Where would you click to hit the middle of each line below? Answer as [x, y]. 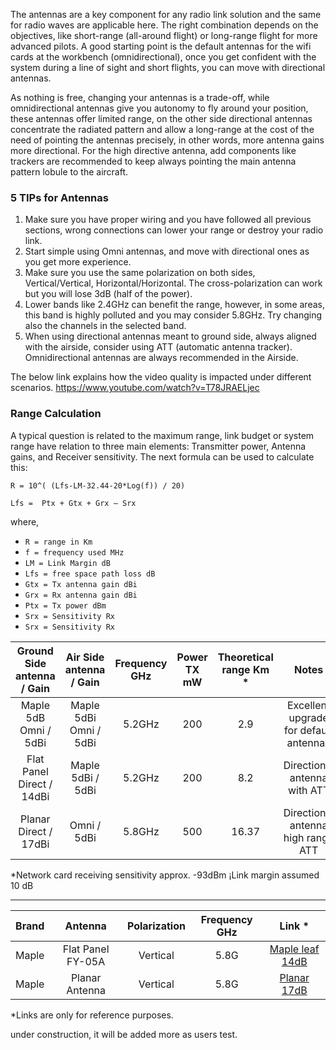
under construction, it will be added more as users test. [124, 1034]
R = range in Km [58, 542]
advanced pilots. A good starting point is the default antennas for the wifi [161, 46]
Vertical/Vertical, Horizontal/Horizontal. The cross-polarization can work [173, 283]
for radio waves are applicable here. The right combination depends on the [164, 25]
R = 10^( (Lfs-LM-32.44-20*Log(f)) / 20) [98, 485]
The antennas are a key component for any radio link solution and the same [166, 14]
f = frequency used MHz [74, 552]
